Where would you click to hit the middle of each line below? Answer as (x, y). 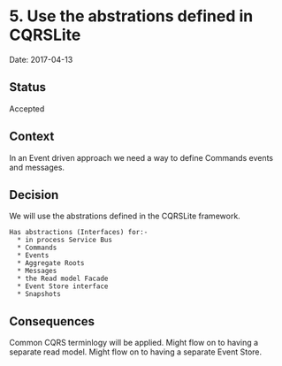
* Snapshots (39, 294)
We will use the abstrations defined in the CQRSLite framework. (125, 216)
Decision (34, 195)
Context (32, 137)
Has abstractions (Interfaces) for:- (79, 233)
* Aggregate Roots (51, 263)
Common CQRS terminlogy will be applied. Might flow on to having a (134, 343)
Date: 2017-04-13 (41, 59)
